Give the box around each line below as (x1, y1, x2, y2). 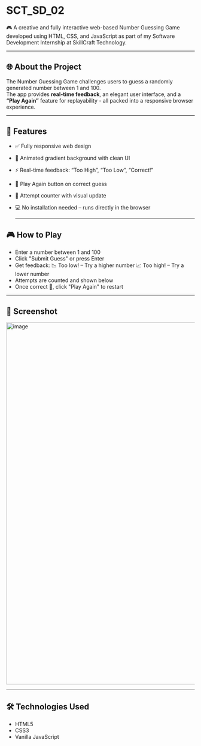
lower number (14, 271, 50, 278)
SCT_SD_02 (6, 4, 65, 17)
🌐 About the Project (6, 62, 82, 72)
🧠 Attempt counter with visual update (14, 191, 106, 199)
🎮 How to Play (6, 229, 62, 240)
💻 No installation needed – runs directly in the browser (14, 203, 151, 211)
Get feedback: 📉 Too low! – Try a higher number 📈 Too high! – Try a (14, 262, 184, 269)
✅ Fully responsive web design (14, 142, 92, 149)
